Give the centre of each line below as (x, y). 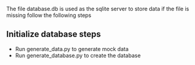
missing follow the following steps (49, 15)
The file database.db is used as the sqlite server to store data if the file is (98, 9)
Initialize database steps (54, 34)
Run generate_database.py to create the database (78, 55)
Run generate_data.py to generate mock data (72, 49)
